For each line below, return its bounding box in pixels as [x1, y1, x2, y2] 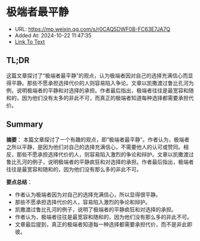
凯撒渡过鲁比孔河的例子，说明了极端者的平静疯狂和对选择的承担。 [14, 206, 177, 213]
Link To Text [14, 38, 45, 45]
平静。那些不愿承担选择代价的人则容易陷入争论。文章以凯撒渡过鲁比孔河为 [11, 79, 194, 86]
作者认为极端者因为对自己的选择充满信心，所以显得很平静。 [14, 191, 161, 198]
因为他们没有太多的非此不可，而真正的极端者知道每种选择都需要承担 [21, 94, 189, 101]
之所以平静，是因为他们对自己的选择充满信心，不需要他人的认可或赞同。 [6, 143, 183, 151]
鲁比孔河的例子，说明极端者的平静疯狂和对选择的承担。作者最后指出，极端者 [6, 158, 194, 165]
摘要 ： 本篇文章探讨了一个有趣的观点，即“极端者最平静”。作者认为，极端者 [6, 136, 190, 143]
